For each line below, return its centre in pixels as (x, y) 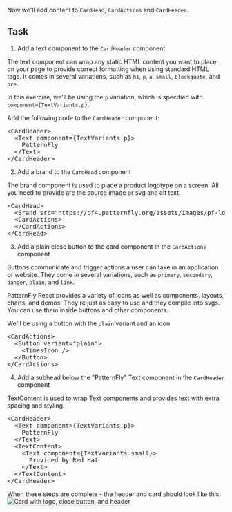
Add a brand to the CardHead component (74, 171)
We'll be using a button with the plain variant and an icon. (90, 323)
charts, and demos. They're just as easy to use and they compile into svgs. (114, 303)
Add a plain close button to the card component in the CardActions (112, 246)
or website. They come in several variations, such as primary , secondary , (110, 274)
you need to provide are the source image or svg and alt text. (94, 192)
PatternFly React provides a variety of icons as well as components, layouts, (116, 295)
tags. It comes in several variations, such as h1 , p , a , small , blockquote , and (114, 76)
